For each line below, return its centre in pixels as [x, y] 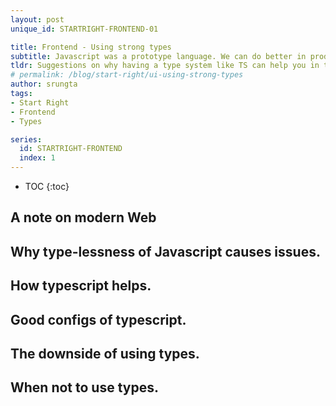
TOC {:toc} [47, 186]
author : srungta [44, 84]
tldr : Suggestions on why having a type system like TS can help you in [165, 66]
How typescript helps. [81, 286]
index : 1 [37, 158]
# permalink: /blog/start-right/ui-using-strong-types [127, 75]
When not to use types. [85, 387]
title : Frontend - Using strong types [91, 47]
